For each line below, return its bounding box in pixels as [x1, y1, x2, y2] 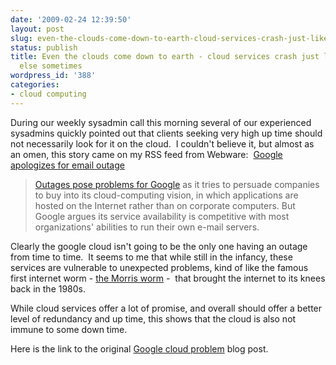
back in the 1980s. [10, 282, 87, 295]
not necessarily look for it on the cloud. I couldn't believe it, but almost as [10, 137, 315, 150]
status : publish [10, 42, 78, 53]
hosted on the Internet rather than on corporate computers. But [34, 199, 296, 211]
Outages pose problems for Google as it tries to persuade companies [34, 178, 320, 190]
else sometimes [19, 61, 83, 71]
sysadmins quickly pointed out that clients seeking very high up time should [10, 127, 323, 139]
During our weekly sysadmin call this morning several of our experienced [10, 116, 312, 128]
